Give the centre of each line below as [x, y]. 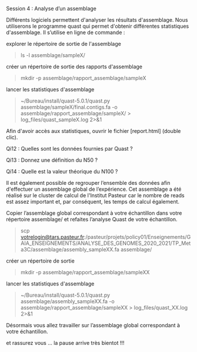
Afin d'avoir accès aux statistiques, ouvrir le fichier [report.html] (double [94, 131]
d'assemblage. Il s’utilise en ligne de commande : [66, 32]
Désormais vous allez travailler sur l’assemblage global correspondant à [93, 325]
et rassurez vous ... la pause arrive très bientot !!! [65, 343]
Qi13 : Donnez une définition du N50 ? [52, 160]
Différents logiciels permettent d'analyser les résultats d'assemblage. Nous [97, 20]
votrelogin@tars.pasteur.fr [52, 237]
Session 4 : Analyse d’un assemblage [51, 9]
